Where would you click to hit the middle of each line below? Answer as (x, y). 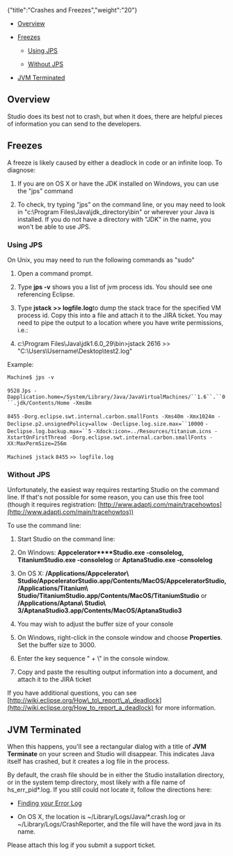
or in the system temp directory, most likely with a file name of (96, 782)
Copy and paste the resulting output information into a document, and (117, 672)
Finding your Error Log (49, 803)
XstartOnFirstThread (37, 437)
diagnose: (22, 170)
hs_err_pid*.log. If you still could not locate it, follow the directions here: (110, 790)
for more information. (186, 708)
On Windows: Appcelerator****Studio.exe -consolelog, (101, 553)
